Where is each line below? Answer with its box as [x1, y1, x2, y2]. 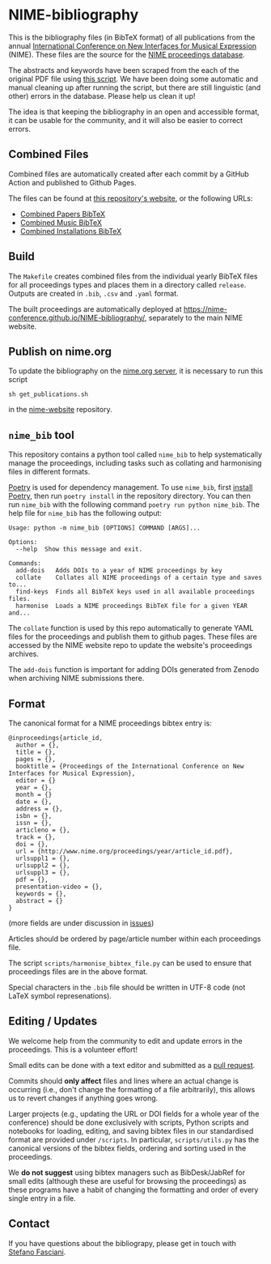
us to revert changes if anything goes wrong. [8, 1093, 159, 1103]
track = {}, [15, 833, 57, 841]
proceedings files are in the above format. [8, 967, 148, 977]
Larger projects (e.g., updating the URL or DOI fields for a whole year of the [8, 1109, 260, 1118]
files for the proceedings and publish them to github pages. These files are [8, 632, 257, 641]
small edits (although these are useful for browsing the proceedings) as [8, 1176, 247, 1185]
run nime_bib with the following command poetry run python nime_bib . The [8, 500, 260, 509]
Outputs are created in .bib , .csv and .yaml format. [8, 288, 180, 298]
